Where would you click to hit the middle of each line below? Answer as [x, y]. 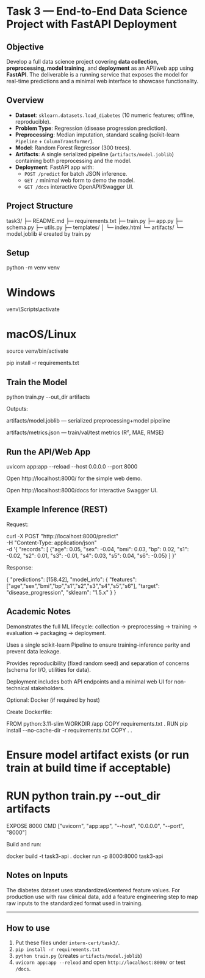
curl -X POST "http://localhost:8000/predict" [63, 536]
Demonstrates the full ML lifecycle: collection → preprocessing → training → [102, 626]
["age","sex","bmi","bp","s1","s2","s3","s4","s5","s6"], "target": [83, 585]
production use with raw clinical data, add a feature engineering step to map [102, 897]
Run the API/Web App [49, 452]
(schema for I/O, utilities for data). [49, 669]
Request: [17, 524]
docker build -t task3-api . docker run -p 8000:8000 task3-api [85, 856]
